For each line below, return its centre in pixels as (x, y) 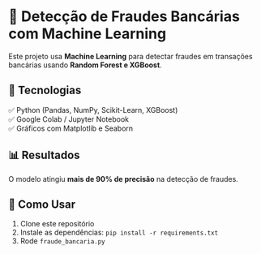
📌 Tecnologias (45, 90)
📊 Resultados (44, 155)
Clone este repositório (57, 224)
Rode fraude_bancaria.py (62, 241)
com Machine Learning (88, 34)
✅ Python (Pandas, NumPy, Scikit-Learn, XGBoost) (93, 110)
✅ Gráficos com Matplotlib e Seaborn (71, 128)
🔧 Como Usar (42, 204)
